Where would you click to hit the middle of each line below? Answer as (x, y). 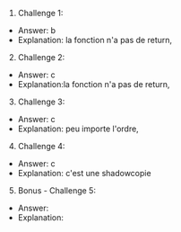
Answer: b (37, 30)
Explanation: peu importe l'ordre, (78, 129)
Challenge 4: (41, 146)
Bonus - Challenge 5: (57, 191)
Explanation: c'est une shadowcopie (84, 173)
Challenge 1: (40, 13)
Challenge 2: (41, 57)
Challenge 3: (41, 102)
